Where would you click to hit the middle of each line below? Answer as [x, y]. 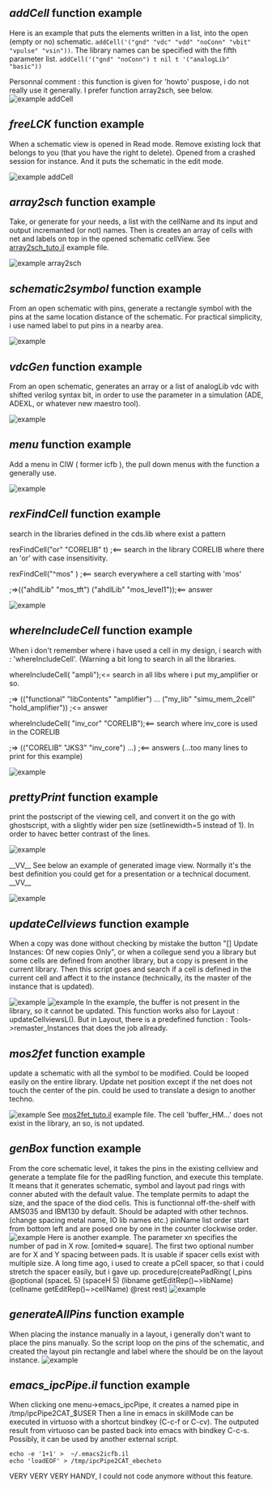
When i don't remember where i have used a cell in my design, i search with [136, 650]
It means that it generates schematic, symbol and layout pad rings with [127, 1185]
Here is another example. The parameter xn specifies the [142, 1237]
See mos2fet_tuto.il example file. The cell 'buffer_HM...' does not [155, 1114]
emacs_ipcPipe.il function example [100, 1385]
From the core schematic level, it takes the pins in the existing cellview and [134, 1168]
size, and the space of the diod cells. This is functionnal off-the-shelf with [132, 1203]
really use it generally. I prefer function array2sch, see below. [111, 90]
